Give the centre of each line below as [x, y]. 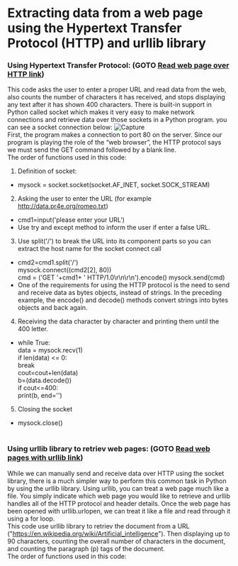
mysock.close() [40, 423]
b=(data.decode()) [45, 380]
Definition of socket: [47, 171]
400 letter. [33, 329]
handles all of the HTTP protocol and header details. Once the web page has [119, 503]
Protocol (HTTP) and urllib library [107, 43]
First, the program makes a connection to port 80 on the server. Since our [115, 135]
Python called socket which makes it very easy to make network [101, 112]
